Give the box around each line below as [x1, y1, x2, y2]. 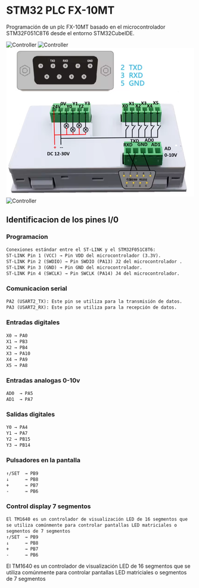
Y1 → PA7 [6, 430, 28, 437]
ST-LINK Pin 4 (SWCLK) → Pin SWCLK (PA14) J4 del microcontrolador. [6, 270, 180, 277]
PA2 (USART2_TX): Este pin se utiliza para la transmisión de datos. [6, 298, 183, 304]
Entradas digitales [6, 318, 60, 326]
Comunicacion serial [6, 284, 67, 293]
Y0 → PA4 [6, 424, 28, 431]
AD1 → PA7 [6, 396, 33, 402]
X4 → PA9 [6, 356, 28, 362]
